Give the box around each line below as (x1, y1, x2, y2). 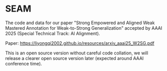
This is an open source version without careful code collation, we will (5, 50, 148, 56)
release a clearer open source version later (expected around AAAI (5, 55, 144, 61)
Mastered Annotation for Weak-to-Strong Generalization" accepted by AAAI (5, 25, 162, 31)
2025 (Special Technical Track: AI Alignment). (5, 30, 101, 36)
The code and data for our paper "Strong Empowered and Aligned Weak (5, 20, 155, 26)
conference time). (5, 60, 42, 66)
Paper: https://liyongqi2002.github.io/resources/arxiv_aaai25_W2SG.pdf (5, 40, 154, 46)
